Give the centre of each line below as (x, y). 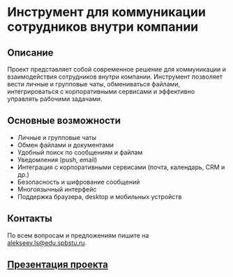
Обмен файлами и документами (65, 145)
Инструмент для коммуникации (106, 12)
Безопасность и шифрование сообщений (79, 182)
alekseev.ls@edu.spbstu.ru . (47, 243)
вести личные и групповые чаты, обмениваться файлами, (93, 84)
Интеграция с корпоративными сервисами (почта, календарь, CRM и (121, 167)
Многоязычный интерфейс (57, 189)
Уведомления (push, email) (57, 159)
